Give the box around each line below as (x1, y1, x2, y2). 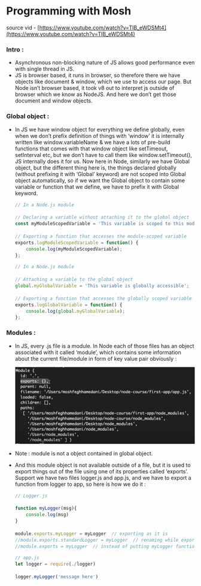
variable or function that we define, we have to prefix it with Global (14, 183, 179, 190)
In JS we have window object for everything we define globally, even (14, 126, 185, 133)
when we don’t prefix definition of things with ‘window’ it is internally (14, 132, 184, 139)
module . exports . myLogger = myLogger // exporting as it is (14, 530, 168, 537)
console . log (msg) (26, 512, 69, 518)
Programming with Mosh (6, 4, 132, 18)
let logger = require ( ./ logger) (14, 561, 96, 567)
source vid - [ (6, 24, 40, 31)
